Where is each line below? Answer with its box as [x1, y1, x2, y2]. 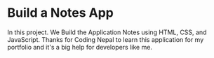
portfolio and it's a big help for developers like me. [7, 43, 153, 51]
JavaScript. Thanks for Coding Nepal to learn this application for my [7, 35, 204, 43]
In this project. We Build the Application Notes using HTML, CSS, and [7, 28, 207, 36]
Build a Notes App [7, 5, 114, 21]
